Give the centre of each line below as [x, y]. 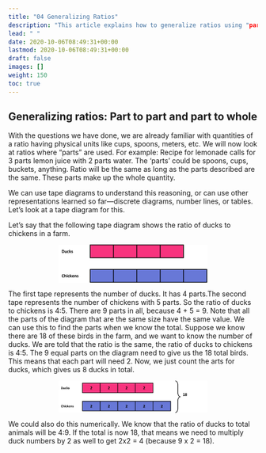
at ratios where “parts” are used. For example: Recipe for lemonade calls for [132, 152]
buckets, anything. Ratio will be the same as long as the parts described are [132, 169]
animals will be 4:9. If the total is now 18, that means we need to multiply [126, 432]
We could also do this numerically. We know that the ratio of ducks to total [129, 424]
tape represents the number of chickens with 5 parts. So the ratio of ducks [130, 302]
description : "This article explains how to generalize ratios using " [129, 25]
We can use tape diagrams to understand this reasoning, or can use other [128, 193]
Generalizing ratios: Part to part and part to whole [133, 117]
